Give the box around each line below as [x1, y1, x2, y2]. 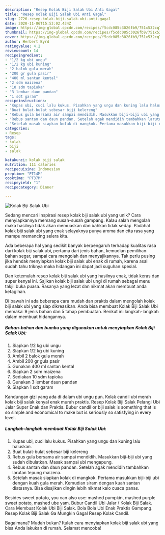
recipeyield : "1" [5, 180, 41, 186]
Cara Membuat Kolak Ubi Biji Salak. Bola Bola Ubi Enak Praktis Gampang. [5, 505, 153, 511]
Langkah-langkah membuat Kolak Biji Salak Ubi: [5, 426, 107, 432]
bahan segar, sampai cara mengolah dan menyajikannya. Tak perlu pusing [5, 253, 155, 259]
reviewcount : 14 [5, 48, 38, 53]
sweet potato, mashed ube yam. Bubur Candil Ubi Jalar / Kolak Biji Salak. [5, 500, 152, 506]
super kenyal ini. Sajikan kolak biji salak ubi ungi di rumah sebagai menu [5, 278, 151, 284]
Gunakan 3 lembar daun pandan [12, 379, 78, 385]
